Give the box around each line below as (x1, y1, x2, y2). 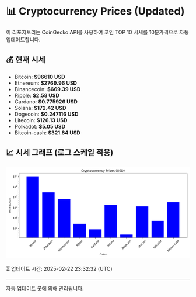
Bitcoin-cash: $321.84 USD (14, 129, 80, 136)
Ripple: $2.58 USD (14, 92, 60, 99)
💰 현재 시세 (6, 55, 45, 65)
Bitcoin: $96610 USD (14, 73, 65, 80)
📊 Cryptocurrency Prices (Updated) (6, 5, 185, 18)
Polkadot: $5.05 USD (14, 123, 66, 130)
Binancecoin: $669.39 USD (14, 85, 81, 92)
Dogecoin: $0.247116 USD (14, 110, 79, 118)
